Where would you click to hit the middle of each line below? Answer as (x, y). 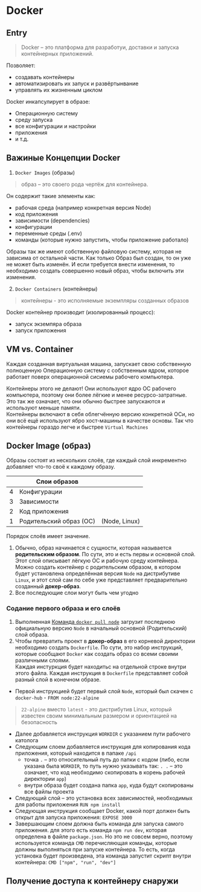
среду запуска (34, 120)
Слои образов (57, 482)
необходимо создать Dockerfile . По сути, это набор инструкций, (99, 647)
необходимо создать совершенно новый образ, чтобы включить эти (95, 271)
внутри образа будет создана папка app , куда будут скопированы (109, 785)
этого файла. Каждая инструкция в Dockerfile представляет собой (101, 673)
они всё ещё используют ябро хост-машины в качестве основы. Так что (100, 420)
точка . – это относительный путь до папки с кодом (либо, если (107, 759)
